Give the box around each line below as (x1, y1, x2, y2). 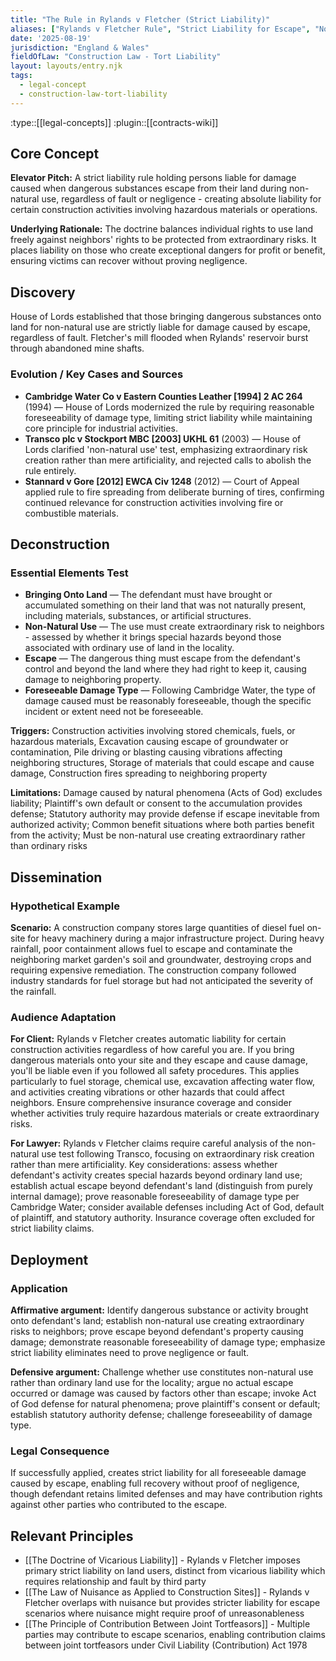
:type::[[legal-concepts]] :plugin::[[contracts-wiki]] (10, 116, 219, 128)
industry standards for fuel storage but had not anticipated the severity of (10, 974, 314, 986)
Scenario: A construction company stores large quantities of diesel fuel (10, 921, 305, 933)
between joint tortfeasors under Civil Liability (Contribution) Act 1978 (24, 1639, 308, 1651)
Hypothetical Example (10, 899, 120, 913)
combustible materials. (24, 507, 119, 519)
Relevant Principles (10, 1527, 134, 1545)
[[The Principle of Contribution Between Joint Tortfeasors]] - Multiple (24, 1618, 311, 1630)
